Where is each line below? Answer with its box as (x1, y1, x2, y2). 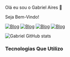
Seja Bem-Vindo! (5, 14, 39, 20)
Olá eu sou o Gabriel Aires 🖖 (5, 4, 63, 10)
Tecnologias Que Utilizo (5, 45, 63, 52)
